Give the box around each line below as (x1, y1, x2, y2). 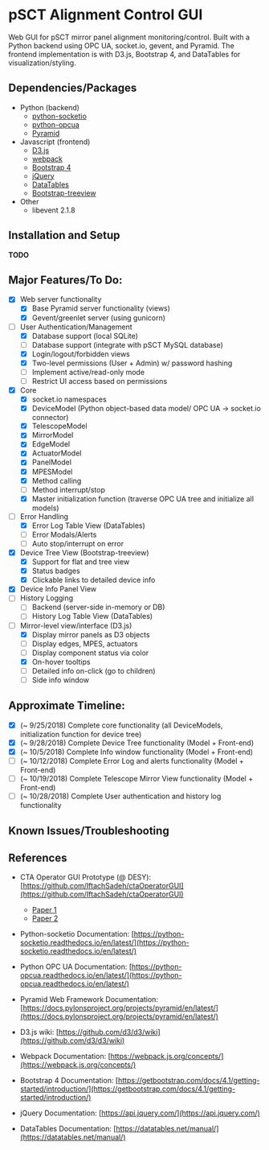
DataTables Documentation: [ (19, 1124, 116, 1134)
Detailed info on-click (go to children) (31, 666, 156, 675)
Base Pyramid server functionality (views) (31, 303, 171, 313)
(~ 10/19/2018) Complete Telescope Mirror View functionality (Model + (19, 774, 254, 783)
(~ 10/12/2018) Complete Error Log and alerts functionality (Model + (19, 756, 245, 765)
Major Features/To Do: (8, 273, 123, 286)
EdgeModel (31, 439, 71, 449)
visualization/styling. (8, 58, 76, 68)
